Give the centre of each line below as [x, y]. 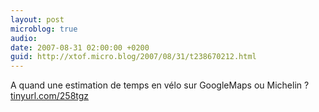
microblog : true [44, 29]
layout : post [37, 19]
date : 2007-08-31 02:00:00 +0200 [80, 47]
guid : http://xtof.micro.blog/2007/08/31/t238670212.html [133, 57]
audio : [24, 38]
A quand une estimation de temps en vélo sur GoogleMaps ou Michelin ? [160, 85]
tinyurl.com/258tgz [50, 96]
